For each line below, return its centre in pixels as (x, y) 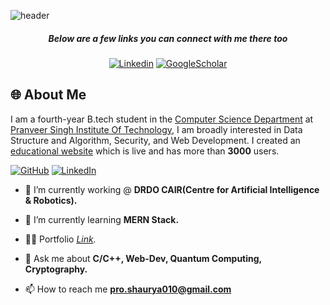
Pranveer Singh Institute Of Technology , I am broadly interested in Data (156, 129)
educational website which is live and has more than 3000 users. (145, 151)
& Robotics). (51, 200)
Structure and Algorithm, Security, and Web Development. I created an (155, 140)
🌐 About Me (48, 95)
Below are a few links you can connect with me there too (168, 38)
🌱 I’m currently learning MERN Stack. (102, 219)
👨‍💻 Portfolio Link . (60, 239)
